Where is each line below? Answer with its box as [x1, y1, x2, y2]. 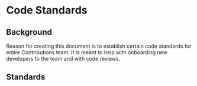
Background [6, 27, 52, 37]
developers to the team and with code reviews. [6, 55, 121, 62]
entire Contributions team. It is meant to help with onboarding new [6, 49, 167, 56]
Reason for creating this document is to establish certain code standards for [6, 42, 192, 49]
